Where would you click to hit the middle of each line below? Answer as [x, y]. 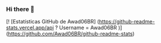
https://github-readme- [127, 22]
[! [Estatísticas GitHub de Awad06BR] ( [53, 22]
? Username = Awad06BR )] [88, 28]
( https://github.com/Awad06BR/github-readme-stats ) [70, 34]
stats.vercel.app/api [30, 28]
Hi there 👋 [20, 9]
